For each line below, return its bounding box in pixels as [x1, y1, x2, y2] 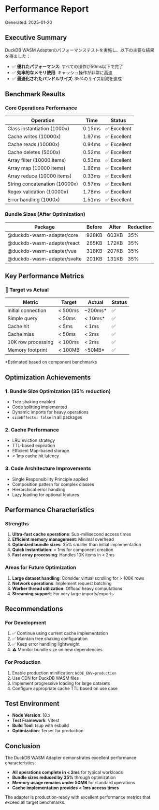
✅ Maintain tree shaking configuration [12, 636, 88, 642]
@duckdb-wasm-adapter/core [7, 232, 79, 239]
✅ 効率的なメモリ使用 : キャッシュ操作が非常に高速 [12, 69, 113, 75]
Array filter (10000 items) [7, 157, 66, 164]
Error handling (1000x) [7, 196, 60, 203]
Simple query [7, 315, 38, 322]
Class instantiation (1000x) [7, 125, 70, 132]
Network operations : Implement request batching [12, 580, 112, 586]
